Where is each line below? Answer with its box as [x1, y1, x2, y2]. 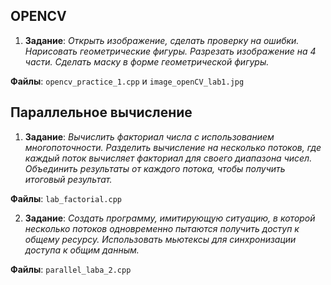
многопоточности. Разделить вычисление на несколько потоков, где [24, 141, 322, 153]
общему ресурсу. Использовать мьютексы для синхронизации [24, 233, 297, 245]
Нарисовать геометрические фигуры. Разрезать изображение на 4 [24, 45, 317, 57]
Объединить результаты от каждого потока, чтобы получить [24, 162, 286, 174]
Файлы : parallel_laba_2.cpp [10, 263, 132, 275]
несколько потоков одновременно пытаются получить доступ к [24, 222, 300, 234]
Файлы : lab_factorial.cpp [10, 192, 122, 204]
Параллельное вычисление [10, 104, 193, 121]
